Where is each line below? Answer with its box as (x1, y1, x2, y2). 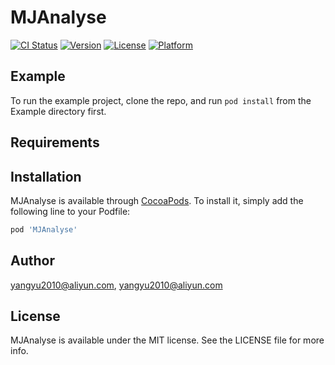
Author (10, 252, 55, 270)
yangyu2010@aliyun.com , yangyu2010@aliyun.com (10, 279, 223, 291)
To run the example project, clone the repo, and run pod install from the (10, 94, 312, 106)
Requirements (10, 134, 100, 151)
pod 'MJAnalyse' (10, 224, 78, 235)
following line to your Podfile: (10, 205, 131, 217)
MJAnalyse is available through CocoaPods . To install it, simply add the (10, 194, 304, 206)
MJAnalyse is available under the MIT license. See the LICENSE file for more (10, 334, 325, 346)
